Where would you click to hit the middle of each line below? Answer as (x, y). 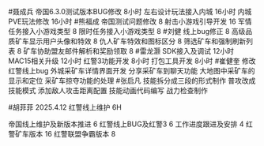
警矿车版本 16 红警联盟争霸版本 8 (62, 134)
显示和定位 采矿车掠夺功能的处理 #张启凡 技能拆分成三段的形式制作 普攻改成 (132, 80)
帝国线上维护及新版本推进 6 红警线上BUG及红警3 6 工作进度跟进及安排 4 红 (130, 124)
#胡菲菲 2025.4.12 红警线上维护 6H (65, 107)
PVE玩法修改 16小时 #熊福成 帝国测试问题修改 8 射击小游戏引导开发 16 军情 (130, 21)
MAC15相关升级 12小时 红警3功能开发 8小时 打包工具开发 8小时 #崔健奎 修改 (132, 61)
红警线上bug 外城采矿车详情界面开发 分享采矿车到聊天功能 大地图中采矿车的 (132, 71)
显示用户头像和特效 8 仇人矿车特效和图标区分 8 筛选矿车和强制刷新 (138, 41)
